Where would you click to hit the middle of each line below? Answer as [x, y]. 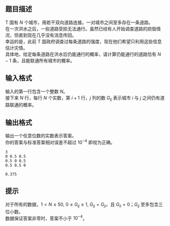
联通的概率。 [23, 105]
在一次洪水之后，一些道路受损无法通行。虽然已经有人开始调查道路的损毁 [81, 29]
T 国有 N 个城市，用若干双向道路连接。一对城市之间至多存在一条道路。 [79, 22]
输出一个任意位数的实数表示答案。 [41, 136]
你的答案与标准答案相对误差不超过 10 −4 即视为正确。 [60, 142]
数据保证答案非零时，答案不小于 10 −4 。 [46, 218]
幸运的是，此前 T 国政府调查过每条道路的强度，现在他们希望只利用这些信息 [83, 41]
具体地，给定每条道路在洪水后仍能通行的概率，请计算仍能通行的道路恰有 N [83, 54]
